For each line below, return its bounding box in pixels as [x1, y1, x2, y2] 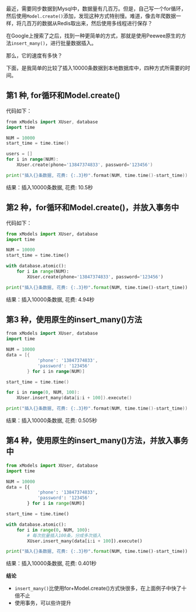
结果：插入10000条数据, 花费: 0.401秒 [6, 560, 97, 567]
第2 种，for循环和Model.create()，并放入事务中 [6, 203, 180, 213]
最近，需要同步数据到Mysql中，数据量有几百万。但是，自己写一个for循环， [6, 5, 187, 12]
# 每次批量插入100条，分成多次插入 [27, 532, 101, 538]
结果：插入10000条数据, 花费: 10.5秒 [6, 183, 94, 191]
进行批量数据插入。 [50, 40, 97, 46]
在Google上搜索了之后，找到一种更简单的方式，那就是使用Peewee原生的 [6, 32, 181, 39]
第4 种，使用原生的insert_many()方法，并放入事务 [6, 436, 189, 446]
